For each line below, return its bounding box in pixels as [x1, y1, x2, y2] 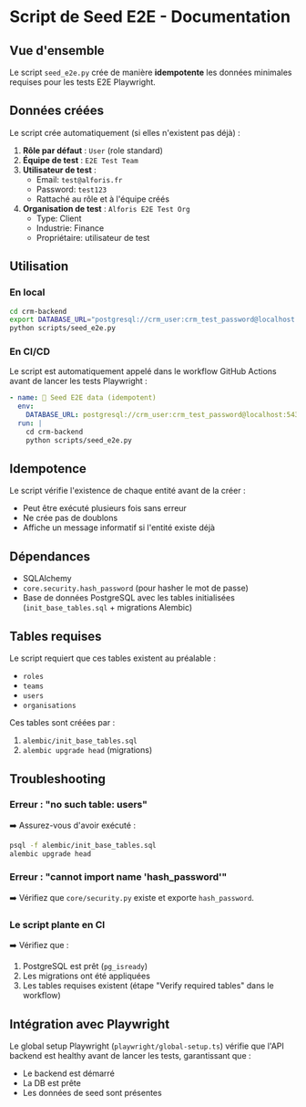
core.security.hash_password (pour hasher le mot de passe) [22, 582, 249, 594]
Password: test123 [36, 183, 107, 194]
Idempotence [9, 461, 87, 476]
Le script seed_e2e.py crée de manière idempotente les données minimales [9, 67, 292, 78]
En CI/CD [9, 345, 50, 358]
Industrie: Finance [36, 222, 105, 234]
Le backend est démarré [22, 1068, 116, 1079]
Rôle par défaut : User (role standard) [22, 144, 164, 156]
